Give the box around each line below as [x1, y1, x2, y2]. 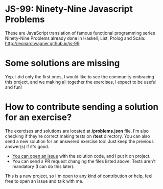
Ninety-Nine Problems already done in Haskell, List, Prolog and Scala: [5, 35, 145, 41]
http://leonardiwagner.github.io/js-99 [5, 40, 80, 46]
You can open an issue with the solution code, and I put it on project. [12, 153, 151, 159]
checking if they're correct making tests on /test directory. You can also [5, 133, 150, 139]
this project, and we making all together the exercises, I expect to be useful [5, 79, 157, 85]
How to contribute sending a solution [5, 101, 159, 113]
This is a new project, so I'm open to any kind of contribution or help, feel [5, 173, 153, 179]
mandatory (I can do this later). [12, 163, 75, 169]
